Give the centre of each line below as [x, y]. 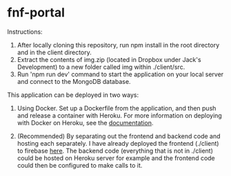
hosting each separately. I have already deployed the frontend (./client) [118, 143]
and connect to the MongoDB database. [74, 81]
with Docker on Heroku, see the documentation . [85, 122]
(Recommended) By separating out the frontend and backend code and [119, 136]
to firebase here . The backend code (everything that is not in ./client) [115, 151]
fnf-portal [36, 13]
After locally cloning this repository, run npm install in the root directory [118, 45]
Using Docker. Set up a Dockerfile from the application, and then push [117, 108]
